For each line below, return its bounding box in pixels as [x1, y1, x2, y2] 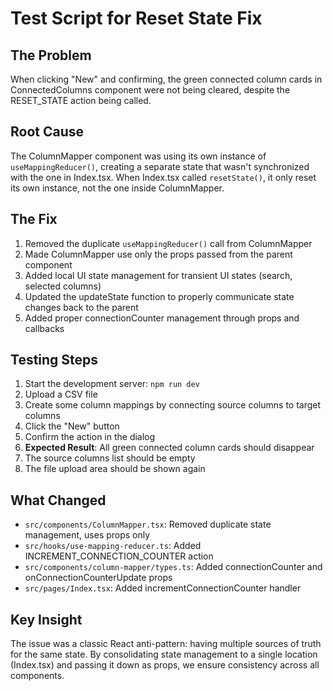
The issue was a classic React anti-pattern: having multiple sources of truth [10, 638, 322, 650]
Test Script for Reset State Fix [10, 7, 263, 30]
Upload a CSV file [24, 388, 98, 401]
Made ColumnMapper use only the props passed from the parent [24, 248, 293, 260]
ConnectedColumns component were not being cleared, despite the [10, 84, 291, 96]
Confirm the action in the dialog [24, 431, 156, 443]
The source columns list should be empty [24, 452, 196, 464]
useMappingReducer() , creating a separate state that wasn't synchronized [10, 160, 310, 172]
